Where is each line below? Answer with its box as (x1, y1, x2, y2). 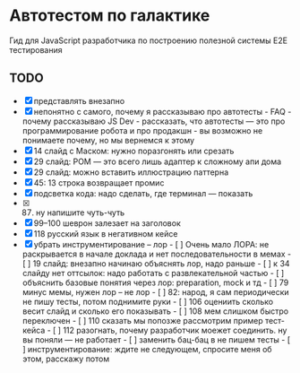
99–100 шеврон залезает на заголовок (33, 217, 181, 229)
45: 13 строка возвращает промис (33, 177, 165, 188)
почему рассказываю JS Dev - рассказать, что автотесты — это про (21, 116, 286, 126)
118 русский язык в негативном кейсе (33, 228, 178, 239)
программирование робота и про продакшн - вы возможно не (21, 125, 263, 135)
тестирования (9, 44, 63, 55)
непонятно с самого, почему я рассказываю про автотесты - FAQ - (33, 106, 292, 117)
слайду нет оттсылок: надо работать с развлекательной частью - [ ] (21, 267, 285, 278)
